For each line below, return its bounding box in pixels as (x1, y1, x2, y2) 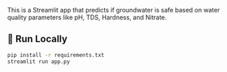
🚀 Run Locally (7, 33, 68, 45)
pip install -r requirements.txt (7, 51, 105, 58)
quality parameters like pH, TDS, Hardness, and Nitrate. (7, 13, 167, 21)
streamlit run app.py (7, 58, 71, 65)
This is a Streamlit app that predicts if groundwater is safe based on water (7, 6, 220, 14)
